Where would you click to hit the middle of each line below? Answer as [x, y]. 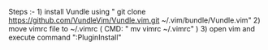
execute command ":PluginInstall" [65, 37]
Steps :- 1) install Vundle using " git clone [77, 12]
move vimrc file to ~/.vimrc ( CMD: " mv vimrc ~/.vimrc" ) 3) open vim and [132, 29]
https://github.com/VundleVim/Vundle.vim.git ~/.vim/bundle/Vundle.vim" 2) [134, 20]
